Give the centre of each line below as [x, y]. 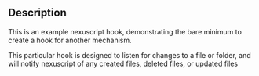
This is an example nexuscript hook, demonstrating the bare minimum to [125, 31]
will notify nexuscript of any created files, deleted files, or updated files [123, 63]
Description [37, 13]
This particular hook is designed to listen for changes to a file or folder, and [129, 55]
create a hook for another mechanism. [70, 40]
